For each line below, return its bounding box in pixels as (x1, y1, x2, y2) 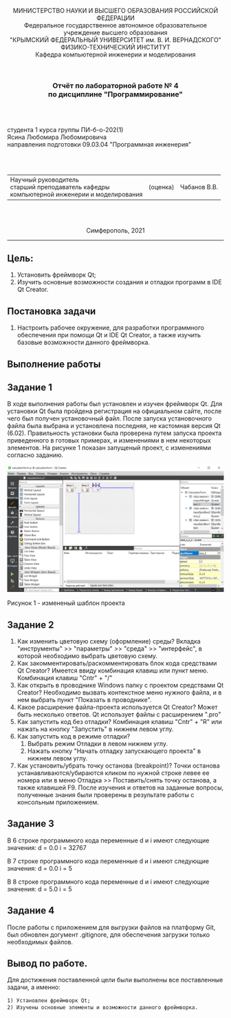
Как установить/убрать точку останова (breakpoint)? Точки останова (16, 761, 220, 770)
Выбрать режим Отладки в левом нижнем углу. (27, 739, 168, 747)
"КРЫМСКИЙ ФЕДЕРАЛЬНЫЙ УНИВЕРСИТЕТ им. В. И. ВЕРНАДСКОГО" (10, 36, 221, 44)
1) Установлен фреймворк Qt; (7, 997, 91, 1004)
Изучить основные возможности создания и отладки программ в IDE (16, 278, 222, 286)
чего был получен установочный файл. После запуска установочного (7, 414, 212, 423)
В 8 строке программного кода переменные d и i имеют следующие (7, 878, 210, 886)
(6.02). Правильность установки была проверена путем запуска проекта (7, 429, 222, 437)
